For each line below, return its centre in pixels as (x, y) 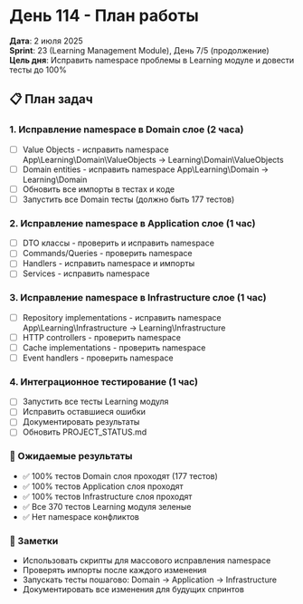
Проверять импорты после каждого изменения (114, 570)
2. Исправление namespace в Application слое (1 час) (133, 223)
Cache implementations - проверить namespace (114, 347)
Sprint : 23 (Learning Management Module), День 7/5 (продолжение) (139, 50)
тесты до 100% (38, 70)
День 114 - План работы (104, 16)
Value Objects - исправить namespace (95, 149)
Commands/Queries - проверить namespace (107, 254)
